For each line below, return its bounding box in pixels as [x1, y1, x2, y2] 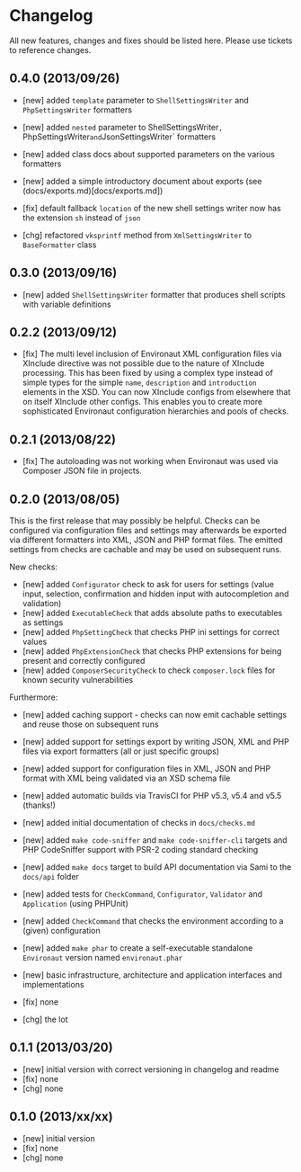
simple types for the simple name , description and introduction [22, 377, 257, 388]
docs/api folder [22, 872, 79, 881]
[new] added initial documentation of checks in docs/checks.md [22, 818, 256, 828]
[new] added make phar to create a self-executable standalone [22, 943, 253, 953]
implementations [22, 980, 84, 989]
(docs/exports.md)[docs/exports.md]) [22, 185, 164, 196]
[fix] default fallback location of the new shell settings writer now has [22, 202, 281, 213]
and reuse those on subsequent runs [22, 719, 159, 729]
